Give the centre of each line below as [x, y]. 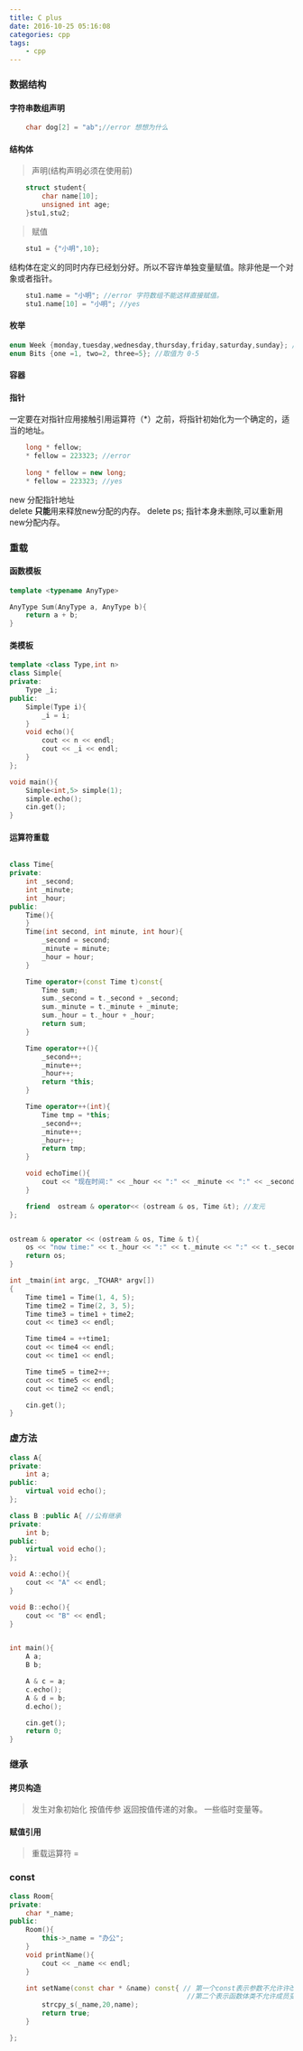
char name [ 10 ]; [70, 196]
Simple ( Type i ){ [56, 707]
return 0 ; [44, 1731]
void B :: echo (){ [40, 1607]
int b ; [38, 1533]
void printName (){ [60, 1955]
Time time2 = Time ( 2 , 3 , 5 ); [80, 1306]
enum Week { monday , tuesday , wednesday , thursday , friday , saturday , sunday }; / [153, 345]
